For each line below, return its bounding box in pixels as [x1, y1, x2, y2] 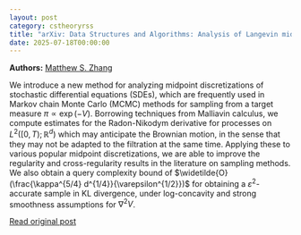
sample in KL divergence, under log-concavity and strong [43, 188, 257, 198]
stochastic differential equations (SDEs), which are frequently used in [9, 89, 265, 100]
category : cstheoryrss [9, 21, 94, 30]
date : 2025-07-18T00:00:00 [9, 38, 110, 47]
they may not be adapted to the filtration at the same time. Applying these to [9, 138, 291, 149]
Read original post [9, 216, 77, 227]
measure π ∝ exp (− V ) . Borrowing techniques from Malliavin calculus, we [9, 108, 279, 119]
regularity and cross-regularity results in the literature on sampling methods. [9, 157, 291, 168]
